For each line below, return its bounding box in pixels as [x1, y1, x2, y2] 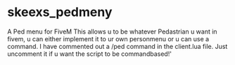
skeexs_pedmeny [7, 4, 113, 20]
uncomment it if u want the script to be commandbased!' [7, 50, 172, 58]
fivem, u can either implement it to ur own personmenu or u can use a [7, 34, 210, 43]
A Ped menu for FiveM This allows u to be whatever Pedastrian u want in [7, 27, 217, 36]
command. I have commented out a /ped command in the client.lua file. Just [7, 42, 228, 50]
